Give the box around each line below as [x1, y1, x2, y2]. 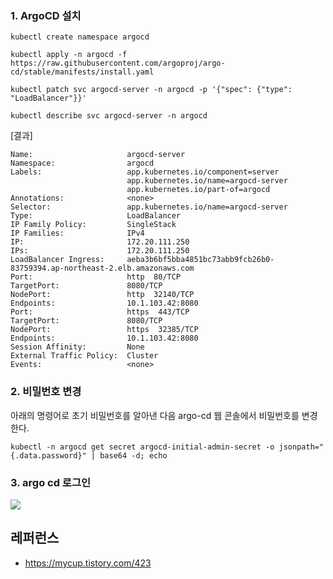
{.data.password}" [10, 450, 87, 461]
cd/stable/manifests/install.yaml [10, 67, 155, 77]
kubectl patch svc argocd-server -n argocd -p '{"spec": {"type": [10, 85, 293, 95]
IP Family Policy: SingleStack [10, 220, 177, 230]
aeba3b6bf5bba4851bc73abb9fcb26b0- [126, 255, 275, 265]
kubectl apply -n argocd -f [10, 50, 128, 60]
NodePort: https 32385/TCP [10, 325, 199, 335]
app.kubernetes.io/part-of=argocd [126, 185, 271, 195]
